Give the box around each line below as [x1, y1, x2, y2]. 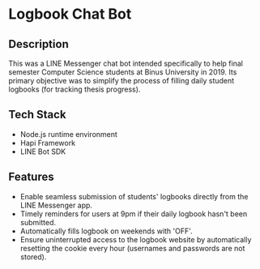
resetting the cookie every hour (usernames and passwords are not [19, 243, 245, 253]
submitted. [19, 217, 57, 227]
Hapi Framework [19, 138, 75, 147]
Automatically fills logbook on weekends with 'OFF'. [19, 226, 193, 236]
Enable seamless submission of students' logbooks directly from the [19, 191, 249, 201]
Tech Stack [8, 108, 66, 122]
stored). [19, 252, 47, 262]
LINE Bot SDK [19, 147, 66, 156]
